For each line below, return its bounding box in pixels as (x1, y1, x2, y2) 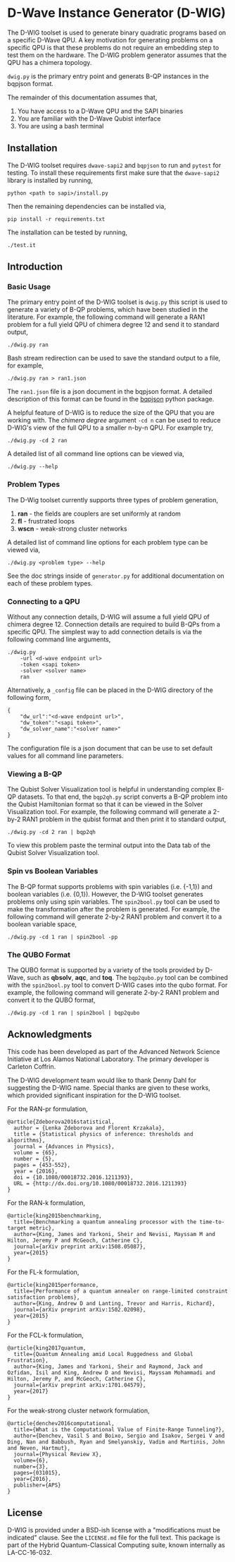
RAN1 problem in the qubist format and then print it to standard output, (22, 815, 227, 823)
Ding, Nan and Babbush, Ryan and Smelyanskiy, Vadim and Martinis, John (7, 1438, 225, 1446)
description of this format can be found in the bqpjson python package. (7, 395, 215, 404)
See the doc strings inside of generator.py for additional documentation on (7, 571, 224, 580)
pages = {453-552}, (13, 1161, 71, 1168)
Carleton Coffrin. (7, 1062, 56, 1070)
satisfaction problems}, (7, 1293, 80, 1301)
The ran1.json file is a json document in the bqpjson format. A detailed (7, 387, 212, 396)
